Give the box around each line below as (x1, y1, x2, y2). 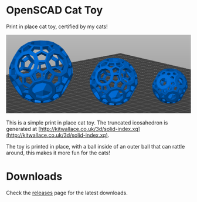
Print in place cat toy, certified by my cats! (6, 23, 108, 30)
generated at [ (6, 126, 40, 133)
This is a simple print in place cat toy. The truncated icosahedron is (6, 119, 168, 126)
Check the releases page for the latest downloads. (6, 189, 128, 196)
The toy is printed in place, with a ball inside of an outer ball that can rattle (6, 143, 185, 150)
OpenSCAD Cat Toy (6, 4, 103, 17)
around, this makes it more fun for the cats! (6, 149, 110, 156)
